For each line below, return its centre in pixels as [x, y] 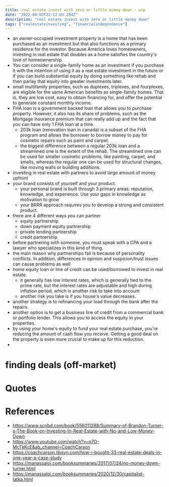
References [30, 411]
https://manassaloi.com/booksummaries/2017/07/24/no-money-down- [86, 463]
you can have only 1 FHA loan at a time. [53, 124]
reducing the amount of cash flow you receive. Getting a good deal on [85, 334]
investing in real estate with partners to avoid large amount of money [84, 173]
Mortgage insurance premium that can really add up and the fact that [84, 119]
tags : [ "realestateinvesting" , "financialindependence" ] [66, 24]
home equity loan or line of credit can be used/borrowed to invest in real [88, 270]
